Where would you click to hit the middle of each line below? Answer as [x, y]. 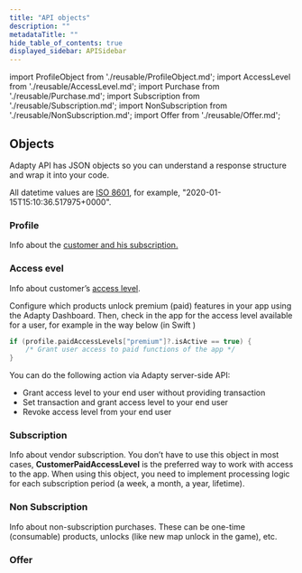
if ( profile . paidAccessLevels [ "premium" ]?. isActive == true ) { [131, 341]
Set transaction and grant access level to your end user [125, 402]
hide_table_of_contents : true [66, 43]
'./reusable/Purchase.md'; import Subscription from [105, 97]
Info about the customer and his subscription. [94, 245]
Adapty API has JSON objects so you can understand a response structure [148, 165]
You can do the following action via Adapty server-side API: [120, 375]
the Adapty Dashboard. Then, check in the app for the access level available [151, 315]
